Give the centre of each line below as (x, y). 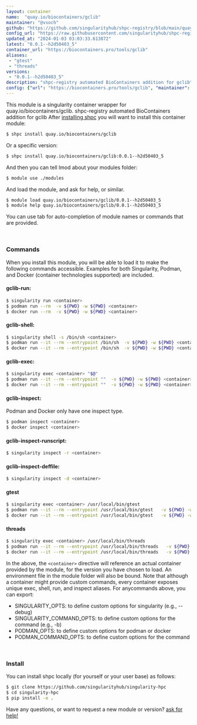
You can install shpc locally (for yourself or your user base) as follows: (91, 676)
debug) (23, 612)
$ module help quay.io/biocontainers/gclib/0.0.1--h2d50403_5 (84, 205)
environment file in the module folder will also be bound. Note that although (97, 575)
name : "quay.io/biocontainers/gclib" (53, 17)
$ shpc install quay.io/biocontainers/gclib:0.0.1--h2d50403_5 (85, 156)
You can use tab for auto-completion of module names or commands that (95, 217)
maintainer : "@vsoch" (33, 22)
